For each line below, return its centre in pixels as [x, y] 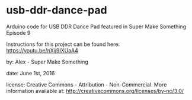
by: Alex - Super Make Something [47, 62]
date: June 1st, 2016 [31, 73]
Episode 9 [18, 32]
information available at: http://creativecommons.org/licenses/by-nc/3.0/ [95, 91]
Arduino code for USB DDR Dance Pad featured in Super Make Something [96, 26]
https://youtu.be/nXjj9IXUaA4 [42, 50]
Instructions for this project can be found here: [63, 44]
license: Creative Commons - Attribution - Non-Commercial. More [87, 84]
